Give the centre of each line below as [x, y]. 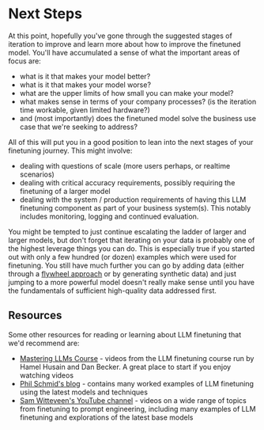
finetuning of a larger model [65, 191]
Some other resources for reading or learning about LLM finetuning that [125, 334]
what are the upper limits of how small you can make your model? [126, 93]
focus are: [25, 61]
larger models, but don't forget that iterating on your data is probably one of [132, 240]
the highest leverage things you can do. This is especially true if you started [132, 248]
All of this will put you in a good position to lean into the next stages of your [131, 142]
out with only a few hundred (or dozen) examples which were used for [123, 257]
